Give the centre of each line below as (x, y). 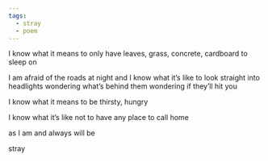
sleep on (23, 62)
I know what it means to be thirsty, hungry (78, 102)
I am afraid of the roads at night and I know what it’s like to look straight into (134, 78)
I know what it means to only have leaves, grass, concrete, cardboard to (128, 54)
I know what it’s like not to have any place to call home (99, 118)
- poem (27, 31)
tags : (17, 16)
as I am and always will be (52, 133)
